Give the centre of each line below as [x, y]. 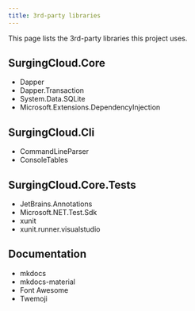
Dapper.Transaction [52, 90]
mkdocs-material [48, 282]
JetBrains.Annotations [56, 204]
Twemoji [33, 298]
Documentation [48, 254]
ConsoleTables [44, 160]
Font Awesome [44, 290]
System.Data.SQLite [52, 99]
